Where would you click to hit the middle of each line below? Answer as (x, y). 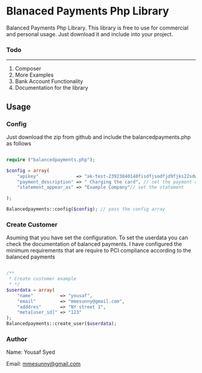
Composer (28, 69)
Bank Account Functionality (49, 81)
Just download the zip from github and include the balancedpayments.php (99, 137)
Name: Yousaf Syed (31, 352)
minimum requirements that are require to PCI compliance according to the (99, 251)
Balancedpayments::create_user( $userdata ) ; (62, 324)
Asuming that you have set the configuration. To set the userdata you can (97, 238)
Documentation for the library (51, 88)
